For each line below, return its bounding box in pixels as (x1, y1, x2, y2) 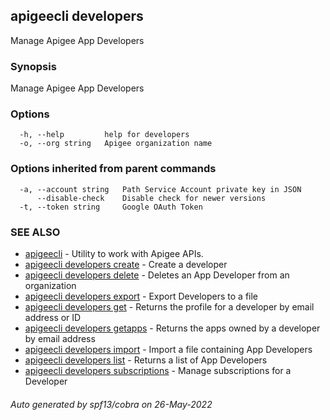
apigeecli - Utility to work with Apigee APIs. (24, 248, 204, 259)
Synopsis (10, 59, 57, 73)
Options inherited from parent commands (10, 162, 217, 176)
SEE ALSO (10, 225, 61, 239)
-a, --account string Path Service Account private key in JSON (19, 184, 302, 194)
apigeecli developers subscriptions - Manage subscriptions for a (24, 365, 292, 376)
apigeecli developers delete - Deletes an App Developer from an (24, 269, 290, 281)
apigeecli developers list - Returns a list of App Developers (24, 354, 268, 366)
